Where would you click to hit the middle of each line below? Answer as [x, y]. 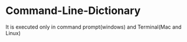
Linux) [13, 33]
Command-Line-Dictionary [73, 11]
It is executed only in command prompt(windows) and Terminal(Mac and [93, 27]
